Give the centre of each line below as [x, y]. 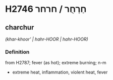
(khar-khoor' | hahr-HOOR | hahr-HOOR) [47, 39]
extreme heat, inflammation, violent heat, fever [60, 72]
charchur [20, 27]
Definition [17, 52]
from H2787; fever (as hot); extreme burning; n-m [56, 63]
